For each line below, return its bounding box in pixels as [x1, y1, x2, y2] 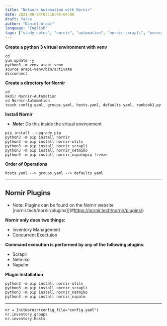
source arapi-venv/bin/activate [5, 67, 72, 72]
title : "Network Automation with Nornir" [5, 7, 92, 12]
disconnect [5, 71, 28, 76]
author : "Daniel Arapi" [5, 21, 55, 26]
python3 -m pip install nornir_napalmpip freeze [5, 152, 108, 157]
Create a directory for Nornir [5, 80, 66, 86]
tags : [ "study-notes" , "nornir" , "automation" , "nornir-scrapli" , [5, 30, 146, 35]
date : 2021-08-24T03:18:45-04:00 [5, 12, 75, 17]
